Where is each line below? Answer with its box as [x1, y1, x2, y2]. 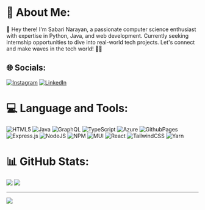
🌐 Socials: [6, 63, 46, 73]
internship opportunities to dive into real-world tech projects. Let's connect [6, 38, 195, 46]
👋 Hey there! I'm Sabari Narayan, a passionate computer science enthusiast [6, 26, 196, 33]
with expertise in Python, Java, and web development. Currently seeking [6, 32, 189, 39]
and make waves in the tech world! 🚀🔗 [6, 45, 103, 52]
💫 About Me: [6, 5, 71, 19]
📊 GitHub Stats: [6, 155, 90, 168]
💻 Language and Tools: [6, 101, 128, 115]
